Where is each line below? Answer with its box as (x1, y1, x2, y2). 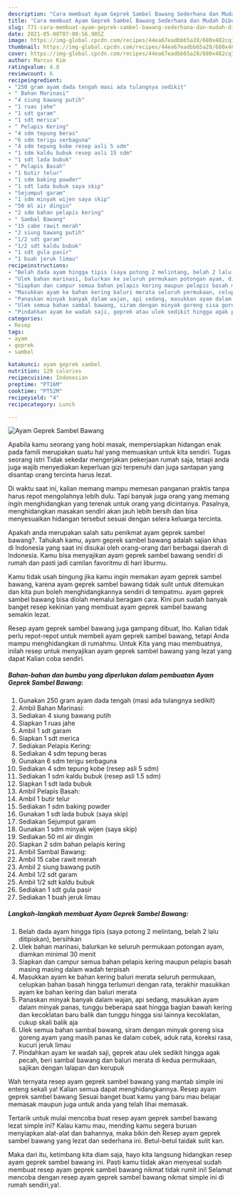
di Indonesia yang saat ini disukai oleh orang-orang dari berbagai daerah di (8, 544, 229, 552)
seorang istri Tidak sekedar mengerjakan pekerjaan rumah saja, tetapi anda (8, 455, 230, 464)
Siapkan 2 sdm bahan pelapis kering (18, 840, 125, 848)
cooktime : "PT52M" (8, 388, 63, 395)
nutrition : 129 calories (8, 368, 82, 375)
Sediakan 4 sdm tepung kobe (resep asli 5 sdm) (18, 764, 160, 773)
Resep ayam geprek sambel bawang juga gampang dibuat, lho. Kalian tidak (8, 624, 229, 633)
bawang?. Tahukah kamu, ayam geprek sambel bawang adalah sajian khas (8, 536, 227, 545)
